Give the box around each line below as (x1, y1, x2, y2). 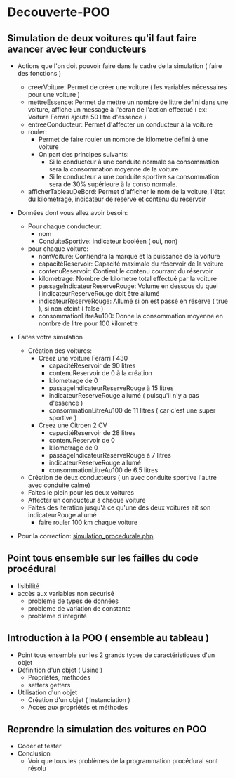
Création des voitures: (27, 346, 93, 355)
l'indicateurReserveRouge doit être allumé (38, 290, 160, 297)
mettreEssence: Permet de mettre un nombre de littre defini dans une (27, 98, 229, 106)
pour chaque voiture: (27, 245, 89, 253)
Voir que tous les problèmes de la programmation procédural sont (27, 757, 219, 765)
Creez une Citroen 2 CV (38, 421, 107, 429)
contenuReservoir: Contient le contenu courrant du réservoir (38, 267, 213, 275)
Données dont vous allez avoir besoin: (17, 209, 128, 216)
